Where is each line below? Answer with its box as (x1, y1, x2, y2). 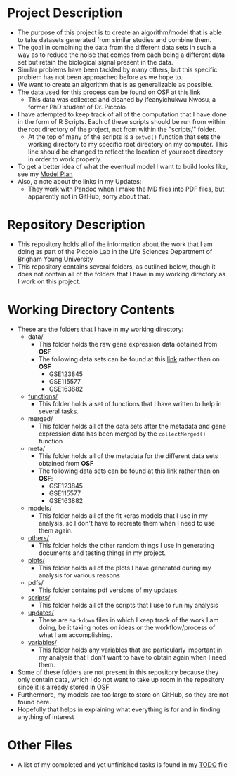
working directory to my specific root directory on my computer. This (27, 140, 228, 148)
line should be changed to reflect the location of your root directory (27, 147, 223, 156)
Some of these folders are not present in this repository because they (17, 668, 219, 676)
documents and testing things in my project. (38, 549, 166, 557)
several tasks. (38, 407, 79, 415)
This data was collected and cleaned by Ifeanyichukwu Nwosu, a (27, 95, 216, 103)
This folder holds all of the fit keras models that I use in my (38, 511, 209, 520)
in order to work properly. (27, 154, 103, 163)
